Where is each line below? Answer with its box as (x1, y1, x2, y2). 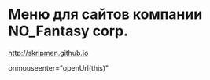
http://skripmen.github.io (8, 48, 89, 57)
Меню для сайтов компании (8, 5, 203, 24)
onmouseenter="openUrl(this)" (8, 63, 109, 72)
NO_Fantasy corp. (8, 22, 128, 40)
